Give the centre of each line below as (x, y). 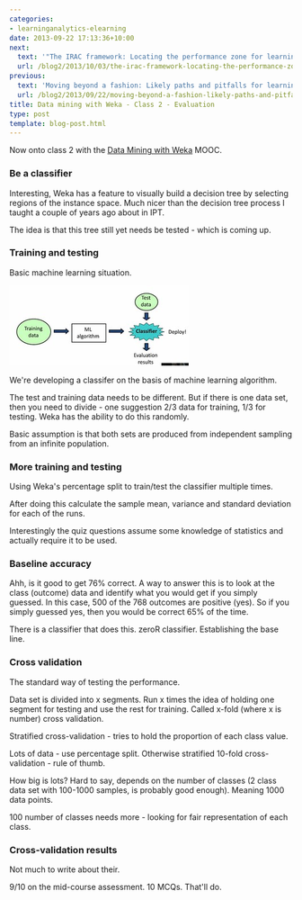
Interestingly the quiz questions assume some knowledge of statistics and (147, 531)
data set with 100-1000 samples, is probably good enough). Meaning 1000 (147, 790)
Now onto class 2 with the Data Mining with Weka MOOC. (116, 150)
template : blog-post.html (58, 123)
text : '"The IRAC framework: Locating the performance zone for (140, 57)
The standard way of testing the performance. (95, 682)
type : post (30, 114)
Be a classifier (41, 174)
